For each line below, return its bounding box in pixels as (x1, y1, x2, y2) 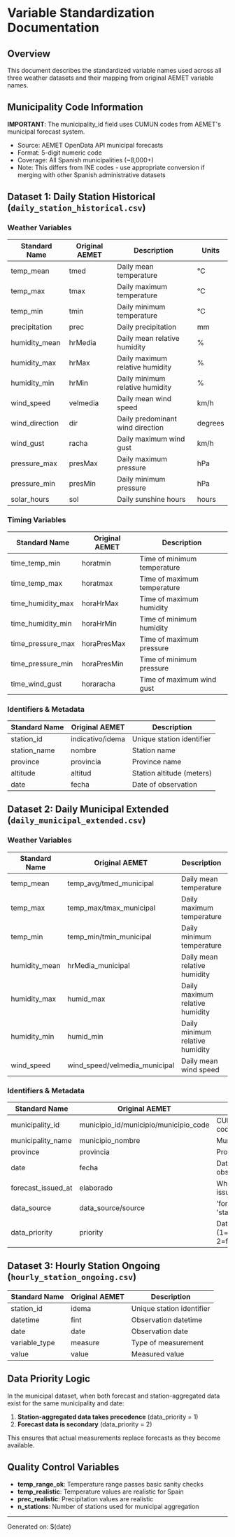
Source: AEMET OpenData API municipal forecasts (17, 141, 164, 149)
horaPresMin (81, 659, 124, 668)
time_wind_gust (10, 679, 62, 689)
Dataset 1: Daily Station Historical (7, 191, 156, 203)
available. (7, 1440, 35, 1450)
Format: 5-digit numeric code (17, 148, 103, 157)
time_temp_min (10, 558, 61, 568)
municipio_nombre (79, 1136, 141, 1146)
